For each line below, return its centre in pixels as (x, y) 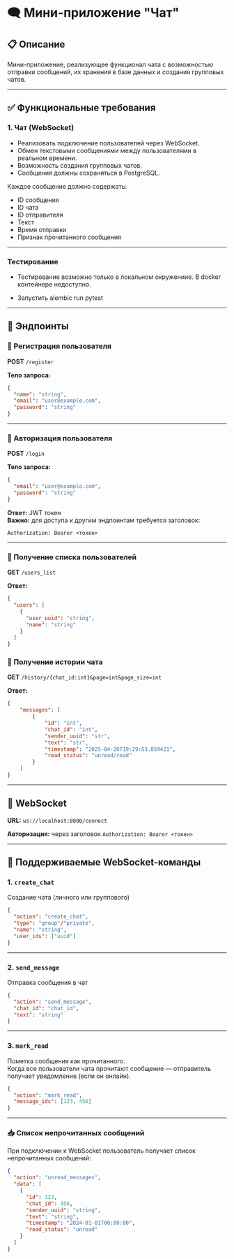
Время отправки (42, 229)
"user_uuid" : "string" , (60, 618)
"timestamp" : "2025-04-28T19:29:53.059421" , (110, 749)
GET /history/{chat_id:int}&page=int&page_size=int (85, 677)
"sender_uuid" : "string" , (63, 1210)
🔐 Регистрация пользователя (59, 346)
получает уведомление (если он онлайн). (69, 1076)
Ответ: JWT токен (34, 512)
